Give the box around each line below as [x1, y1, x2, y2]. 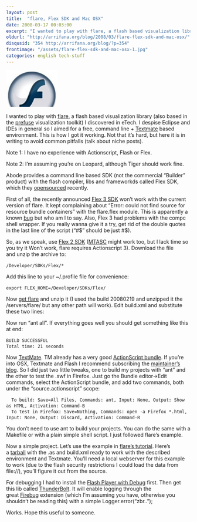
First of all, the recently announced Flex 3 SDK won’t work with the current [6, 196, 186, 203]
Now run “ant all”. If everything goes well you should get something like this [6, 319, 189, 326]
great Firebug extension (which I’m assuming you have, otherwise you [6, 491, 175, 499]
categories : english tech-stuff [6, 53, 85, 59]
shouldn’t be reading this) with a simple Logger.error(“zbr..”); [6, 497, 153, 504]
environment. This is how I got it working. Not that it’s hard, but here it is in [6, 131, 186, 138]
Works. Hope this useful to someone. [6, 508, 96, 516]
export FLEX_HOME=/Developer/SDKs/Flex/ [6, 285, 107, 291]
